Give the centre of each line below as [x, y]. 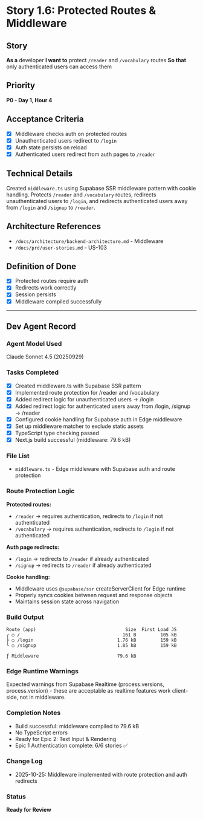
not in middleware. [43, 697]
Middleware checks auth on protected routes [71, 134]
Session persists [35, 294]
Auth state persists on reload [51, 147]
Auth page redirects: [33, 547]
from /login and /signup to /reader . [51, 207]
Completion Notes [34, 713]
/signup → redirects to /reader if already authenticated [83, 565]
